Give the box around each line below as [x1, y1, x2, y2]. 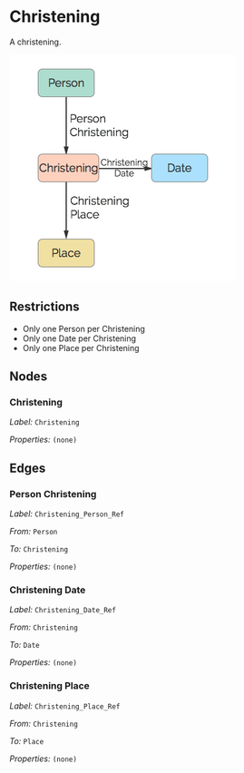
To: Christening [9, 543, 69, 554]
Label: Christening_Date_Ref [9, 604, 116, 615]
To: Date [9, 640, 40, 651]
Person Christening [9, 487, 97, 500]
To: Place [9, 735, 44, 746]
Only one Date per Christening [22, 333, 137, 344]
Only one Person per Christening [22, 323, 145, 334]
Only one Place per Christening [22, 342, 140, 353]
